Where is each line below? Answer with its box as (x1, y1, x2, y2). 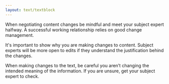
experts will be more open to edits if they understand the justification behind (5, 47, 164, 53)
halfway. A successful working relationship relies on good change (5, 26, 142, 33)
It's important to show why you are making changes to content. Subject (5, 41, 154, 48)
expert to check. (5, 73, 39, 79)
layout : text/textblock (5, 7, 55, 13)
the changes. (5, 53, 33, 59)
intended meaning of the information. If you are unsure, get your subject (5, 68, 155, 74)
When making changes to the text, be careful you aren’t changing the (5, 62, 149, 68)
